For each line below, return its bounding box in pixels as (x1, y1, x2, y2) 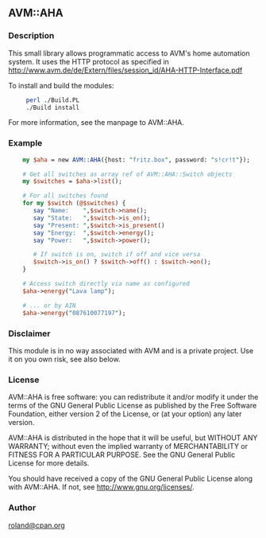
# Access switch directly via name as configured (22, 280, 191, 288)
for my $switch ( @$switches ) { (22, 199, 126, 208)
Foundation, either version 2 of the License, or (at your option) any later (8, 409, 242, 419)
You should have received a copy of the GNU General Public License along (8, 474, 253, 484)
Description (8, 30, 55, 41)
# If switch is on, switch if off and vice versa (33, 251, 201, 259)
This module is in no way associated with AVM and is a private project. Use (8, 345, 254, 355)
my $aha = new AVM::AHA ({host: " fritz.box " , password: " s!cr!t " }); (22, 155, 250, 164)
